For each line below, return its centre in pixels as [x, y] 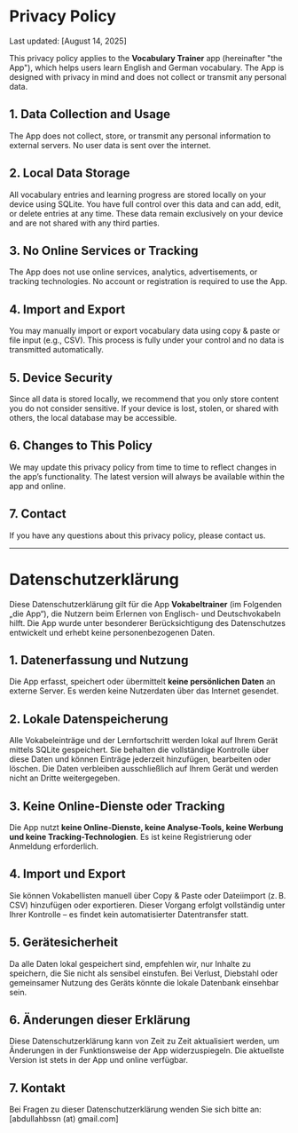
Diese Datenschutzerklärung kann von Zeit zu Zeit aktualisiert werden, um [144, 1042]
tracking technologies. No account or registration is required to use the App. [149, 281]
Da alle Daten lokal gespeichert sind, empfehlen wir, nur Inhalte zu [130, 963]
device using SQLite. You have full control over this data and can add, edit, [145, 204]
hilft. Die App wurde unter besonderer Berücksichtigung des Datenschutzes [148, 622]
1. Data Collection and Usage [90, 114]
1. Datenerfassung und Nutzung [99, 660]
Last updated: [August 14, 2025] [68, 41]
